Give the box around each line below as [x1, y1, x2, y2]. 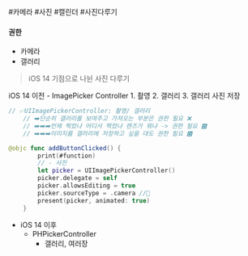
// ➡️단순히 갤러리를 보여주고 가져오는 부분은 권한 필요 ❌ [23, 115, 192, 123]
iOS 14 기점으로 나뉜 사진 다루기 [28, 73, 130, 83]
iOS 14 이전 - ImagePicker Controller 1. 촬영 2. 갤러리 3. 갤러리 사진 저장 [8, 91, 241, 101]
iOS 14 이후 [19, 220, 58, 229]
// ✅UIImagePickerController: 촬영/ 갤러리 [8, 107, 151, 115]
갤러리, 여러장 [44, 238, 88, 248]
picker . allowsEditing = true [37, 182, 136, 190]
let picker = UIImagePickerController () [37, 166, 176, 175]
